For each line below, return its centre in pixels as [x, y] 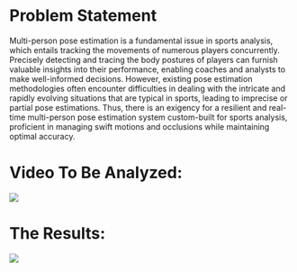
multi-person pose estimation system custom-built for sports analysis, [157, 117]
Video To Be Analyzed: [96, 173]
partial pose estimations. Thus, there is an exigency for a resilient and [138, 107]
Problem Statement [83, 16]
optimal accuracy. [42, 136]
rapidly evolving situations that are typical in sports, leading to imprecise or [148, 98]
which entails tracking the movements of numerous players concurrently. [145, 50]
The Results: [58, 234]
